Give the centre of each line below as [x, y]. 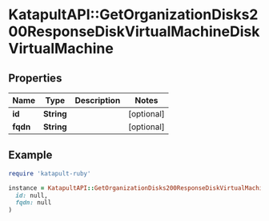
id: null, [32, 195]
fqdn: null [34, 203]
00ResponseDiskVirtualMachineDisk [134, 32]
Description [98, 100]
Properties [35, 78]
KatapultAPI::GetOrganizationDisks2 [133, 15]
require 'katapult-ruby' [50, 173]
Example [30, 155]
